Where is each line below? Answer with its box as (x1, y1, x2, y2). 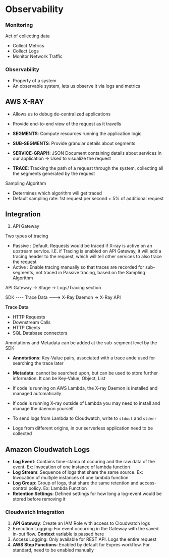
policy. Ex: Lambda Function (28, 485, 87, 491)
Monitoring (5, 22, 33, 29)
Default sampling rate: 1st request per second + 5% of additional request (12, 195, 164, 201)
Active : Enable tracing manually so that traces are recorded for (12, 264, 145, 270)
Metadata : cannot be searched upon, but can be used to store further (12, 370, 158, 376)
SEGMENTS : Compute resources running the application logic (12, 130, 142, 137)
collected (12, 430, 32, 437)
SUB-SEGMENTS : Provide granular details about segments (12, 140, 136, 146)
